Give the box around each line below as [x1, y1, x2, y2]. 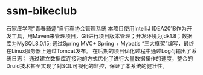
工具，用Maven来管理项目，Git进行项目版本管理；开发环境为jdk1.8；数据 [11, 32, 193, 40]
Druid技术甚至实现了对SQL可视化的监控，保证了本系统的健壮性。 [6, 62, 168, 70]
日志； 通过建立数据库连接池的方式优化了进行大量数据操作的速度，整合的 [11, 55, 193, 62]
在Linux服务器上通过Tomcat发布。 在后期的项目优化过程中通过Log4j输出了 [6, 47, 192, 55]
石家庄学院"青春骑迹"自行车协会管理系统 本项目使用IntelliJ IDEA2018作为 [6, 25, 187, 32]
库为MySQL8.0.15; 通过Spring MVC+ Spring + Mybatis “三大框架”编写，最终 [6, 40, 195, 47]
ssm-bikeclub [6, 4, 77, 18]
